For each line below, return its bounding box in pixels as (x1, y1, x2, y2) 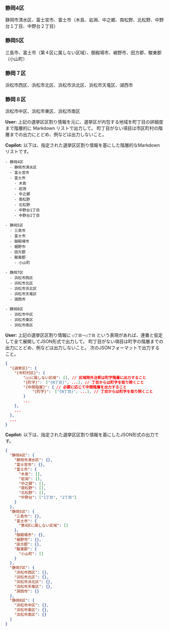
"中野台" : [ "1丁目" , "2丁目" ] (18, 495, 77, 500)
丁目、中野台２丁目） (14, 23, 58, 29)
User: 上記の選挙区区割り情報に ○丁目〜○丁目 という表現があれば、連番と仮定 (5, 332, 163, 338)
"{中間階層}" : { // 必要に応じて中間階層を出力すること (23, 385, 127, 390)
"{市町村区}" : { (14, 370, 45, 375)
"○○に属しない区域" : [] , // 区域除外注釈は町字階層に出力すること (23, 375, 146, 380)
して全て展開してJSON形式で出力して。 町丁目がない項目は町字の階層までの (5, 339, 163, 345)
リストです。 (5, 149, 32, 155)
